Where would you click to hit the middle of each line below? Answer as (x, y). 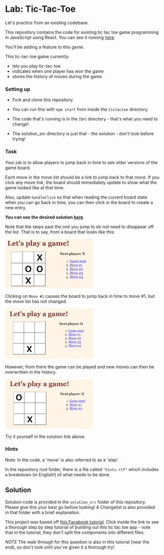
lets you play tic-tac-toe (36, 66)
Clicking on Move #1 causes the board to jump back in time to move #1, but (80, 296)
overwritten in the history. (31, 372)
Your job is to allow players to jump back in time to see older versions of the (82, 162)
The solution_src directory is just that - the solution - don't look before (83, 134)
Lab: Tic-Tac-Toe (40, 9)
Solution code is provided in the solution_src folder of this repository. (76, 502)
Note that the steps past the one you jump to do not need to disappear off (80, 227)
